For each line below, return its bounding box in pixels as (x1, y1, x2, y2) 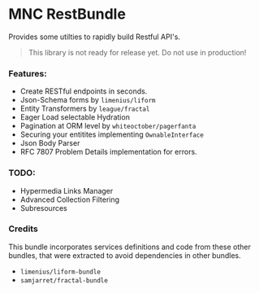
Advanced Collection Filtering (19, 195, 120, 204)
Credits (8, 223, 38, 234)
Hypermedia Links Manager (19, 186, 114, 195)
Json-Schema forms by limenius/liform (19, 95, 156, 105)
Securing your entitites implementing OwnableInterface (19, 129, 205, 139)
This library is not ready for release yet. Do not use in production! (28, 47, 247, 57)
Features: (8, 68, 47, 79)
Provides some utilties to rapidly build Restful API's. (8, 32, 181, 42)
